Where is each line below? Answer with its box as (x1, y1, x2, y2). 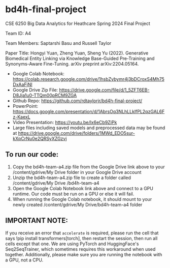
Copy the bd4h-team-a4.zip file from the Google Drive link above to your (12, 164, 165, 170)
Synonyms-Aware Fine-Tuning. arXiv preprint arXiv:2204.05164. (5, 61, 139, 67)
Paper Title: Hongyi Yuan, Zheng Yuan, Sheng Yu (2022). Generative (5, 50, 149, 56)
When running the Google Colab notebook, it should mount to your (12, 196, 152, 202)
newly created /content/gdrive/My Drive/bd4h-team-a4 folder (12, 201, 143, 207)
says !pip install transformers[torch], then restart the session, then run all (5, 235, 158, 241)
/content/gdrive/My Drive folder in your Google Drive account (12, 169, 142, 175)
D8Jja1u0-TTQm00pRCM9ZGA (12, 92, 77, 98)
